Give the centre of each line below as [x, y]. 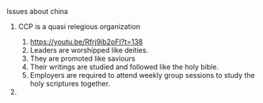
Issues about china [37, 11]
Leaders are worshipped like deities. [89, 50]
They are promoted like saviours [82, 59]
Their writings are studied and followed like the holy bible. [124, 67]
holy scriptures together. [70, 83]
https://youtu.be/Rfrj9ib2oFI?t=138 [86, 42]
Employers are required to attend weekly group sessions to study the [142, 75]
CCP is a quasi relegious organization [79, 26]
